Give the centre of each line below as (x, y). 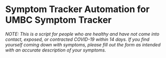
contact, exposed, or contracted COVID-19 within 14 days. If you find (77, 39)
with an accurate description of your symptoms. (56, 50)
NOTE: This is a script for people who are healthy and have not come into (82, 34)
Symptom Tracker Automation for (77, 9)
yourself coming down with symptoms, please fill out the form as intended (83, 44)
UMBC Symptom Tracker (58, 20)
